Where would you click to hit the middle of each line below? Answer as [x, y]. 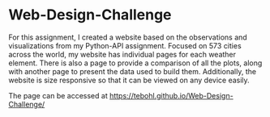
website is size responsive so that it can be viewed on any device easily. [129, 80]
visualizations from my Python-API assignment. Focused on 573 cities [125, 45]
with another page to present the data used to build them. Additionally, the [133, 71]
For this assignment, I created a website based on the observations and [128, 37]
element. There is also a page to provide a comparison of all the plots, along [135, 63]
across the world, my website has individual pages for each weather [122, 54]
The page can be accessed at [58, 95]
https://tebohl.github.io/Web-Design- [171, 95]
